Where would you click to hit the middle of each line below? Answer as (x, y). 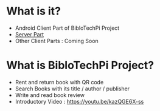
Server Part (30, 34)
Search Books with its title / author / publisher (72, 89)
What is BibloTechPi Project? (80, 66)
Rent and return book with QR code (59, 82)
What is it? (34, 11)
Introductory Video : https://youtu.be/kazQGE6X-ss (79, 101)
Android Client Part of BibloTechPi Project (67, 28)
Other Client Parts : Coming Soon (57, 41)
